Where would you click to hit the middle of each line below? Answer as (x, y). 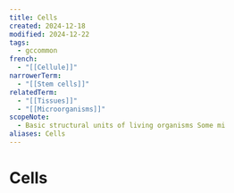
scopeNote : (29, 117)
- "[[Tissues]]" (47, 101)
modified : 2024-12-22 (50, 34)
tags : (19, 42)
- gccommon (38, 51)
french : (24, 59)
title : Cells (33, 17)
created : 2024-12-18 (48, 26)
